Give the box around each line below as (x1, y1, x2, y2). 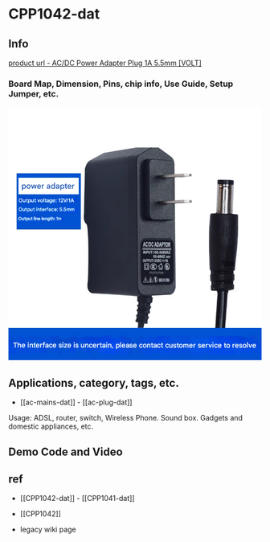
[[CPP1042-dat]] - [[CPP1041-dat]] (19, 494, 135, 503)
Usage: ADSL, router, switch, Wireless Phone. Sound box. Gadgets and (8, 413, 243, 423)
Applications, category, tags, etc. (8, 376, 179, 390)
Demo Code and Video (8, 445, 123, 458)
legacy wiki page (19, 524, 76, 535)
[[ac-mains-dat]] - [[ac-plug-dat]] (19, 397, 133, 407)
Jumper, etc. (8, 88, 59, 99)
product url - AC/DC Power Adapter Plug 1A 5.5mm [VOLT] (8, 58, 202, 68)
